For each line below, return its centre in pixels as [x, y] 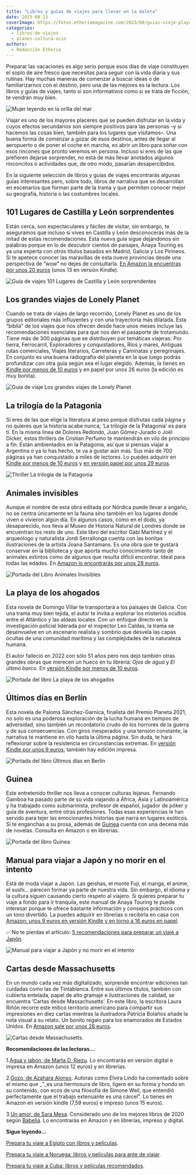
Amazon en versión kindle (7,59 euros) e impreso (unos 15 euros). [85, 1103]
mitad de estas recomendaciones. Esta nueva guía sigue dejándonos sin [93, 238]
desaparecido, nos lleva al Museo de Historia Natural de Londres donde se [96, 526]
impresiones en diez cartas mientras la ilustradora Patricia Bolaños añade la [97, 1014]
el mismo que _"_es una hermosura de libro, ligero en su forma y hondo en [95, 1084]
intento [20, 870]
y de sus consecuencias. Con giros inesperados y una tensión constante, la [97, 730]
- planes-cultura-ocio [39, 39]
